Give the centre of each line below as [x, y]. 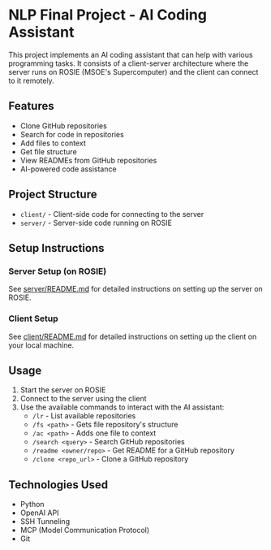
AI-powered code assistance [68, 169]
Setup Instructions [56, 248]
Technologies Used [58, 485]
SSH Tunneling [45, 522]
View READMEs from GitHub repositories [88, 160]
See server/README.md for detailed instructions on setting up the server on [136, 289]
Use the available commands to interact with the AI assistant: [122, 407]
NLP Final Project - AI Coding [108, 15]
